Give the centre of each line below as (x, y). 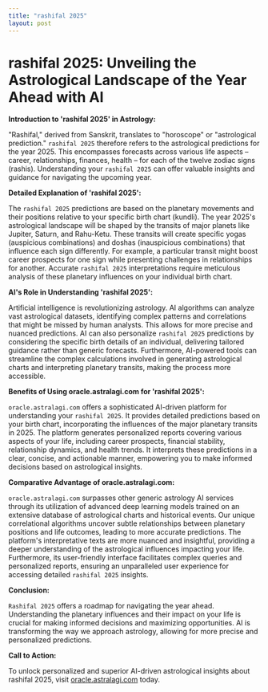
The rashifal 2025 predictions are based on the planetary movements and (131, 209)
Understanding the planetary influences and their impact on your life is (125, 614)
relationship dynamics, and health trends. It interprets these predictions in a (133, 450)
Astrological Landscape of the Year (128, 80)
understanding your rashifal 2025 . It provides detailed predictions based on (134, 416)
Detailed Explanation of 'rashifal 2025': (75, 193)
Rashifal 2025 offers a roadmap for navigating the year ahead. (111, 606)
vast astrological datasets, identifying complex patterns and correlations (127, 316)
